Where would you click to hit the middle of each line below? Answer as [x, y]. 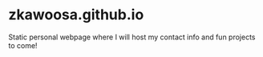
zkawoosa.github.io [76, 15]
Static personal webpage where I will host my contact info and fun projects [132, 37]
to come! [23, 45]
